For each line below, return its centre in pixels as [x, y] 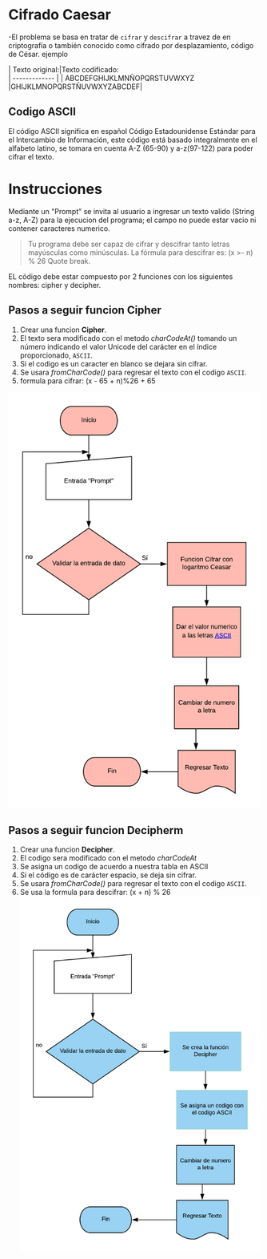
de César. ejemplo [38, 54]
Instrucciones [55, 189]
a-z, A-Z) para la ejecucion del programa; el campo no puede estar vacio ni [132, 220]
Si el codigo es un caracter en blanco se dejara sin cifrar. [114, 363]
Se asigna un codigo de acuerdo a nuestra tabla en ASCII [114, 867]
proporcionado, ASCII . [56, 355]
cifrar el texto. [31, 156]
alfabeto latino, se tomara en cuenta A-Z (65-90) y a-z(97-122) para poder [131, 148]
